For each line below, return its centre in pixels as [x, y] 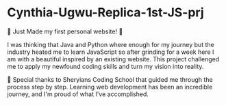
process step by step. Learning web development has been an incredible [110, 87]
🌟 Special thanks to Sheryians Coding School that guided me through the [110, 79]
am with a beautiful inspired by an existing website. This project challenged [113, 59]
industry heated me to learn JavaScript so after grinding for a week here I [111, 52]
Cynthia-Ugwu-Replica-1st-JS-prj [105, 13]
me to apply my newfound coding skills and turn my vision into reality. [105, 66]
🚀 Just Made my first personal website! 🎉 [65, 31]
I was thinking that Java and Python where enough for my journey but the [111, 44]
